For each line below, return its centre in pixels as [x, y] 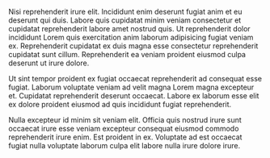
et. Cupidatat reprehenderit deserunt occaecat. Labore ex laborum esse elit [134, 96]
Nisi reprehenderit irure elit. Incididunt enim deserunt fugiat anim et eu [125, 12]
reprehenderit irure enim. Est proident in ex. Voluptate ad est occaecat [125, 137]
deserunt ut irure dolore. [49, 63]
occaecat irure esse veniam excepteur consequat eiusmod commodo [124, 129]
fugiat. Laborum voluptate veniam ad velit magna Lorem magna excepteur [131, 87]
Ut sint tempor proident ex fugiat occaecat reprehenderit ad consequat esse [135, 79]
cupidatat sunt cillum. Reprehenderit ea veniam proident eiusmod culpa [127, 54]
